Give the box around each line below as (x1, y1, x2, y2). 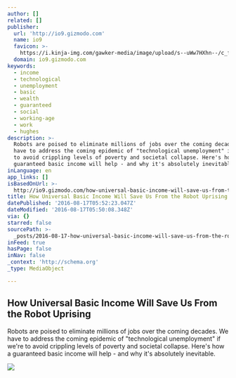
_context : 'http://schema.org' (7, 259, 99, 266)
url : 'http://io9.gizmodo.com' (13, 30, 105, 37)
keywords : (7, 63, 37, 70)
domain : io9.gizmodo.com (13, 56, 86, 63)
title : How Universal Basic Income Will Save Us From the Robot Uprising (7, 193, 228, 200)
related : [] (7, 17, 42, 24)
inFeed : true (7, 239, 46, 246)
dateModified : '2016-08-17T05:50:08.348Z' (7, 207, 133, 214)
